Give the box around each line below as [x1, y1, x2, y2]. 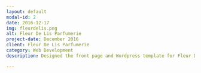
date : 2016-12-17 [6, 20, 50, 26]
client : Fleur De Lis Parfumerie [6, 42, 90, 48]
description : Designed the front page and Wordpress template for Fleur [6, 53, 191, 59]
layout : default [6, 8, 47, 15]
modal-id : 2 [6, 14, 36, 20]
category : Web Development [6, 47, 74, 53]
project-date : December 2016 [6, 36, 79, 42]
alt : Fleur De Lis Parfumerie [6, 31, 82, 37]
